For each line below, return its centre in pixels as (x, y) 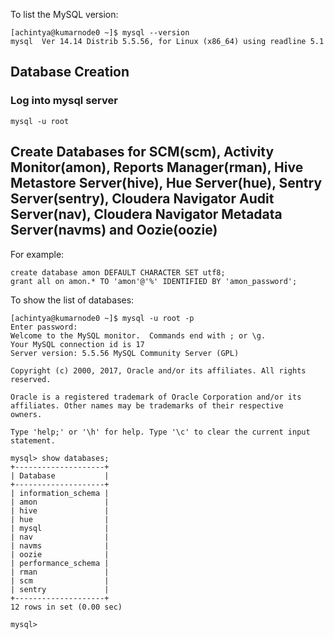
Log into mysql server (64, 101)
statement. (33, 440)
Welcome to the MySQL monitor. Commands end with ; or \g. (138, 335)
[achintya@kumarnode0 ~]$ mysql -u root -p (102, 318)
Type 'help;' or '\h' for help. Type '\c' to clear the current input (160, 432)
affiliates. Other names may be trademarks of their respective (147, 405)
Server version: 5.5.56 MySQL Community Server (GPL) (125, 353)
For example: (37, 254)
